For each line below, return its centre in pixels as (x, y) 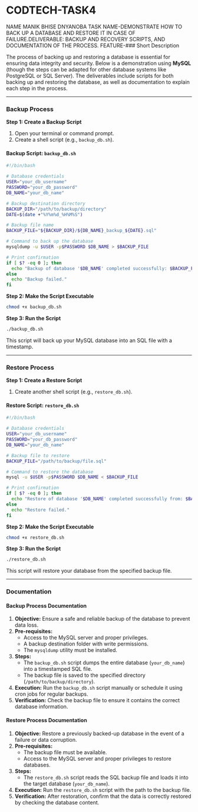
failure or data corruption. (46, 739)
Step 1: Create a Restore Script (44, 380)
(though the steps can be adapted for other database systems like (86, 69)
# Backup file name (30, 225)
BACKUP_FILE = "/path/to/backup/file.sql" (57, 461)
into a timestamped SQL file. (58, 669)
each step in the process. (37, 88)
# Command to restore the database (50, 472)
